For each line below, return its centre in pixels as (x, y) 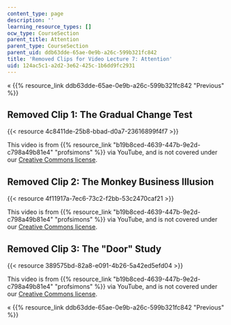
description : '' (31, 20)
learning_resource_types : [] (49, 27)
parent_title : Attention (43, 40)
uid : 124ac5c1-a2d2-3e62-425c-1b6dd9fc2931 (71, 66)
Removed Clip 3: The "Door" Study (85, 249)
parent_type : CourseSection (48, 46)
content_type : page (35, 14)
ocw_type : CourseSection (43, 33)
